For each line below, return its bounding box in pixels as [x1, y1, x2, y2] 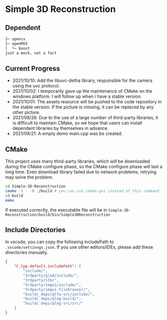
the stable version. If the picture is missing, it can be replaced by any [12, 104, 154, 110]
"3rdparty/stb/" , [23, 278, 59, 283]
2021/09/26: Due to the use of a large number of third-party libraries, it [12, 115, 159, 121]
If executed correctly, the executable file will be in [5, 207, 108, 213]
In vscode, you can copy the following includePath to [5, 239, 114, 245]
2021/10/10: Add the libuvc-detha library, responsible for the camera [12, 77, 153, 83]
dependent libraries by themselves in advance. [12, 125, 109, 131]
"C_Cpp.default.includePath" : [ [14, 264, 81, 269]
